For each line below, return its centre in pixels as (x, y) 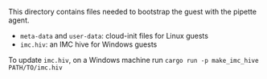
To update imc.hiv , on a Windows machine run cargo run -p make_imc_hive (133, 60)
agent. (19, 20)
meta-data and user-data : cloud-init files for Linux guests (114, 36)
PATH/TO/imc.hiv (35, 68)
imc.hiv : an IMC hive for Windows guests (88, 44)
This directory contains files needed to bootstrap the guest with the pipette (133, 12)
